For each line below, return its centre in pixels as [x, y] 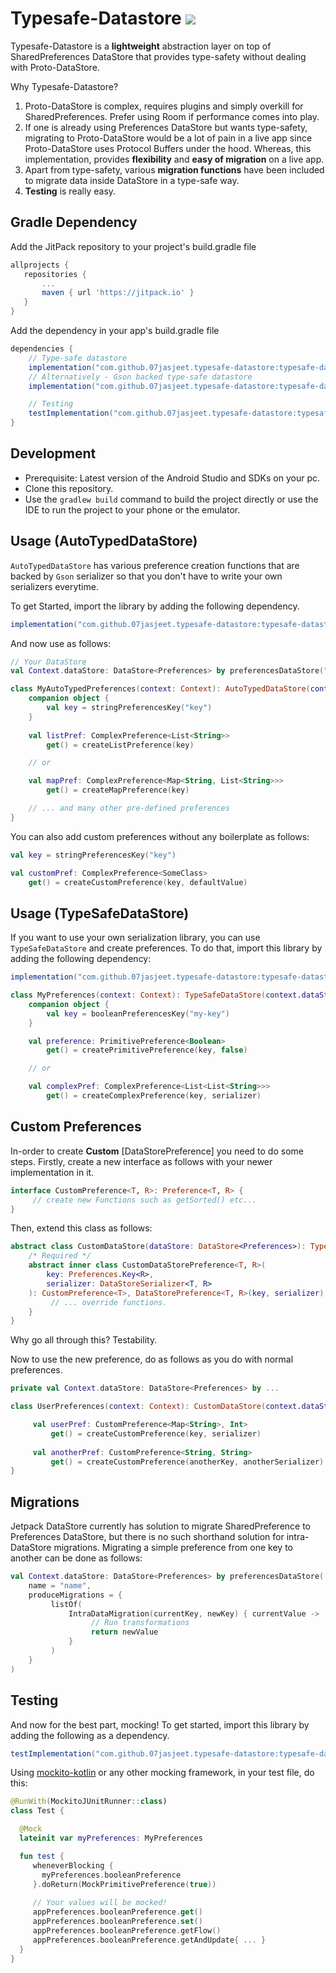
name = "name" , [60, 1585]
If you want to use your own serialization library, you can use [135, 938]
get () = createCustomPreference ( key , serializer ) [156, 1433]
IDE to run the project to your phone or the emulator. [132, 509]
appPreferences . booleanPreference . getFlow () [127, 1930]
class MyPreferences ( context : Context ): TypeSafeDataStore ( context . [156, 995]
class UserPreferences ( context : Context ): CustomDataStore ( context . [156, 1407]
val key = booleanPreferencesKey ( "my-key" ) [138, 1013]
